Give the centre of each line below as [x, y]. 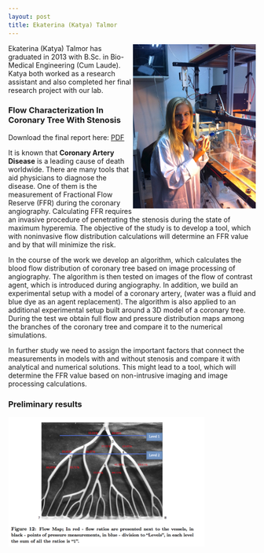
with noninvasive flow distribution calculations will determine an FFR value [128, 236]
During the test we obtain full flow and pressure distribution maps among [126, 318]
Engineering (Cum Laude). [78, 65]
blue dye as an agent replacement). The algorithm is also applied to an [122, 301]
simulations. [27, 335]
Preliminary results [45, 404]
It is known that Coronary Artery [61, 153]
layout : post [29, 17]
